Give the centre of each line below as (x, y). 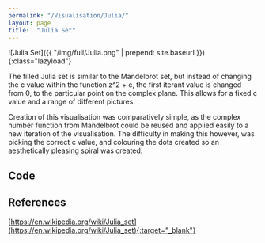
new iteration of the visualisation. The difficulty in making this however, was (131, 134)
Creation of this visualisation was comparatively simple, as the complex (125, 117)
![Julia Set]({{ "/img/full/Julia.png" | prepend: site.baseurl (102, 53)
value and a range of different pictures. (72, 102)
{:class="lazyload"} (40, 61)
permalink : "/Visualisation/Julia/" (68, 15)
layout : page (30, 23)
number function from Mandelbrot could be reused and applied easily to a (129, 125)
